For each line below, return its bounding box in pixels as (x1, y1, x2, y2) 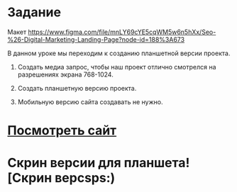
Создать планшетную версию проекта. (17, 84, 137, 92)
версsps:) (54, 170, 116, 186)
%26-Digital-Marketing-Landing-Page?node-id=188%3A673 (7, 35, 185, 43)
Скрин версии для (7, 155, 122, 171)
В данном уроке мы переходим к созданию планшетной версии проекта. (7, 49, 231, 57)
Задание (7, 4, 62, 21)
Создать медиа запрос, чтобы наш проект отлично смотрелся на (17, 62, 216, 71)
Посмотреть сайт (7, 123, 117, 139)
